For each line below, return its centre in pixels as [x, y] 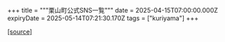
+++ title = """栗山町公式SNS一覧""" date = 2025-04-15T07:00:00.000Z [113, 10]
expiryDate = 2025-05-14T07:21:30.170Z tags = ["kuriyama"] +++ [103, 18]
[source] [20, 31]
